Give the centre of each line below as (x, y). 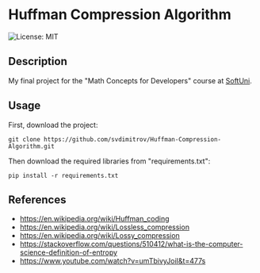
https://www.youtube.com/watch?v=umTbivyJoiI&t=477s (113, 261)
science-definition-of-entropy (68, 252)
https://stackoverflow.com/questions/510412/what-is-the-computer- (131, 244)
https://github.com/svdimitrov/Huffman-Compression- (132, 139)
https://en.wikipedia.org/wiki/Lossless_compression (105, 227)
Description (38, 62)
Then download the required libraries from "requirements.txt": (109, 161)
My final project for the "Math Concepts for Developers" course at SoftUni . (130, 80)
